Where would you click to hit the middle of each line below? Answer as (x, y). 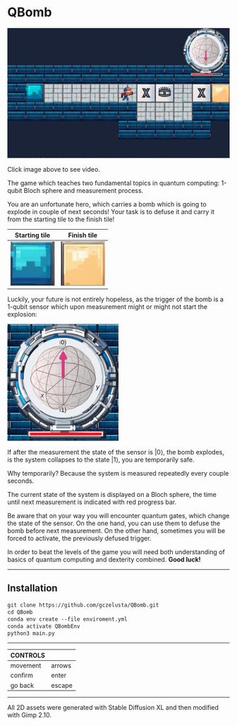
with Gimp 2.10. (29, 715)
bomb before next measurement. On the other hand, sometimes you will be (116, 530)
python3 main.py (31, 633)
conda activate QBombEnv (44, 626)
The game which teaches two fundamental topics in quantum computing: (114, 183)
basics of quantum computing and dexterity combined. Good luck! (104, 559)
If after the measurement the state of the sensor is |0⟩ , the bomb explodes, (116, 452)
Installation (32, 588)
